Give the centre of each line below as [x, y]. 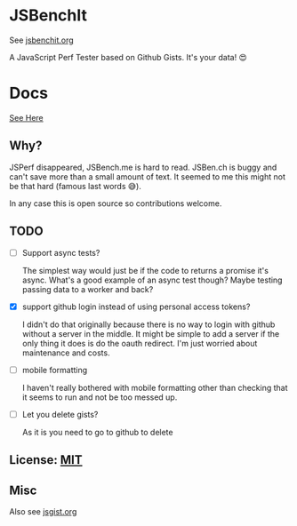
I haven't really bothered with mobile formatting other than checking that [155, 387]
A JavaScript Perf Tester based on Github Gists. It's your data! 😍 [128, 57]
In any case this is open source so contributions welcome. [116, 203]
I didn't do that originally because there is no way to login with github [148, 324]
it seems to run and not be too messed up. [100, 397]
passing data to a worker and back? [88, 289]
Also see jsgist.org [43, 511]
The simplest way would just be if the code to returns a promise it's [145, 270]
